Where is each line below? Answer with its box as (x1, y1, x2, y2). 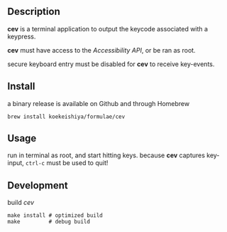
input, (7, 159, 25, 167)
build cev (7, 199, 34, 207)
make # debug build (7, 218, 91, 226)
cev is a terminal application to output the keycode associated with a (7, 24, 208, 33)
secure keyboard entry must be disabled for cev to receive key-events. (7, 60, 215, 68)
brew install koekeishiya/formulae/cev (7, 113, 126, 120)
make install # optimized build (7, 212, 103, 219)
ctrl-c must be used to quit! (26, 159, 109, 167)
